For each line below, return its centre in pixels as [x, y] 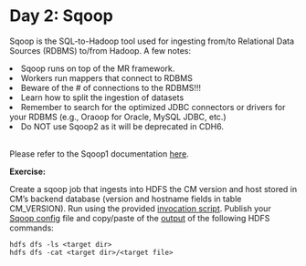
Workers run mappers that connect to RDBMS [107, 77]
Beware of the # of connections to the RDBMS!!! [111, 87]
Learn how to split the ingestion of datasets [103, 97]
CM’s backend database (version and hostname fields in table [126, 199]
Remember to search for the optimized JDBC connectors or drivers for [153, 107]
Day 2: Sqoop [62, 16]
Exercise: [27, 171]
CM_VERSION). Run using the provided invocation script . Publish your [140, 208]
